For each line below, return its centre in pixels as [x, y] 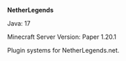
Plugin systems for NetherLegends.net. [63, 50]
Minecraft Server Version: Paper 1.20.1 [62, 37]
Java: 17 [19, 23]
